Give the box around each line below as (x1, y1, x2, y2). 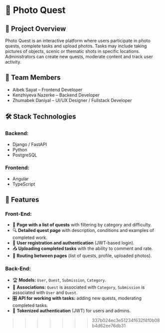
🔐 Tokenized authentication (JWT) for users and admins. (12, 307, 131, 313)
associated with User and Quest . (12, 289, 78, 295)
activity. (5, 59, 21, 64)
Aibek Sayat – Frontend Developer (12, 86, 83, 92)
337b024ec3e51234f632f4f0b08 (92, 317, 161, 323)
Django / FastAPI (12, 141, 47, 147)
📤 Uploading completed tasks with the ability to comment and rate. (12, 245, 153, 251)
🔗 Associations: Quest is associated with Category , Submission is (12, 284, 145, 290)
